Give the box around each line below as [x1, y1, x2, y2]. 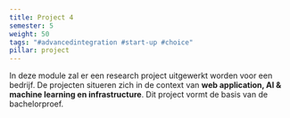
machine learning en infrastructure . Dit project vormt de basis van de [9, 90, 269, 100]
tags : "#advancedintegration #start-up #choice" [9, 37, 194, 47]
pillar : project [9, 46, 70, 55]
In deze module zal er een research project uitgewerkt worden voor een [9, 70, 273, 81]
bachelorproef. [9, 98, 64, 109]
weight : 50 [9, 29, 50, 38]
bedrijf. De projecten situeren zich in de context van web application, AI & [9, 80, 282, 90]
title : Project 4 [9, 12, 74, 22]
